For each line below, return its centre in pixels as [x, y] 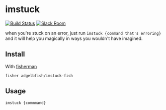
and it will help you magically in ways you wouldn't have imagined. [74, 38]
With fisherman [21, 66]
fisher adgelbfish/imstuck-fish [39, 76]
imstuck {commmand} [26, 103]
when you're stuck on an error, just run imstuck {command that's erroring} [83, 33]
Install [15, 54]
